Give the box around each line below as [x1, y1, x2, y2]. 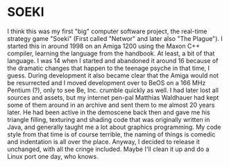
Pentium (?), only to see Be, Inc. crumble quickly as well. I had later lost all [7, 86, 219, 94]
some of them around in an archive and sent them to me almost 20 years [7, 100, 215, 109]
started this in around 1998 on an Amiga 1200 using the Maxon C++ [7, 42, 200, 50]
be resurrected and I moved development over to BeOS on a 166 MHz [7, 78, 206, 87]
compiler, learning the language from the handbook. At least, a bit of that [7, 49, 215, 58]
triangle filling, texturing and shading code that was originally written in [7, 115, 210, 123]
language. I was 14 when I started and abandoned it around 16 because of [7, 56, 219, 64]
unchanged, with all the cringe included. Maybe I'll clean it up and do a [7, 145, 210, 153]
